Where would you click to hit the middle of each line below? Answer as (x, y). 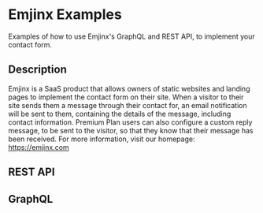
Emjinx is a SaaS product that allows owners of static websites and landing (129, 88)
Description (37, 70)
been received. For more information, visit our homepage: (102, 139)
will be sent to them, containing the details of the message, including (120, 114)
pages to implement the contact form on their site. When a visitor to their (126, 97)
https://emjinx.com (39, 147)
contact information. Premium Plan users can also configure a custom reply (130, 122)
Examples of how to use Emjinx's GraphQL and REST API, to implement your (131, 36)
